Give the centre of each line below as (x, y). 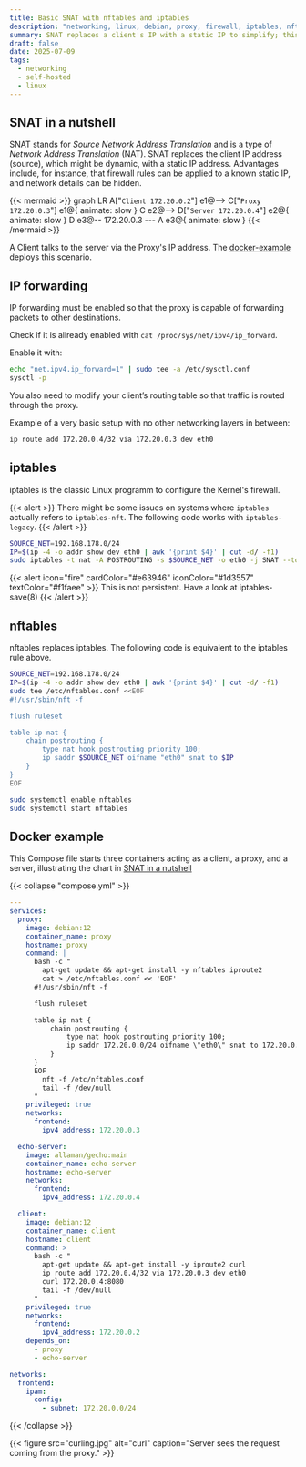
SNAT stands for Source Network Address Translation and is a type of (141, 144)
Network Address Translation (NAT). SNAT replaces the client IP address (146, 154)
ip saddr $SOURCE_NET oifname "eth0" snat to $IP (138, 758)
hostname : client (59, 1239)
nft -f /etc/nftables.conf (93, 1079)
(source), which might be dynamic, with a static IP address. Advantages (144, 164)
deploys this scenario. (51, 257)
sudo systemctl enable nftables (71, 800)
